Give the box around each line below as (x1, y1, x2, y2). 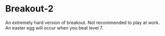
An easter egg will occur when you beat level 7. (5, 24, 103, 30)
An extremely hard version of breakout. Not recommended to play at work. (5, 19, 160, 25)
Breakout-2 (5, 3, 54, 14)
